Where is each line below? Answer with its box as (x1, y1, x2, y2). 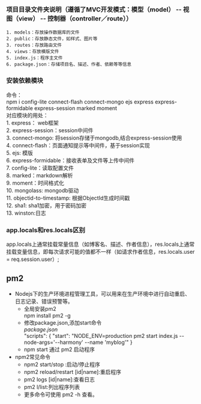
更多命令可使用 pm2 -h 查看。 (23, 391, 98, 398)
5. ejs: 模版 (6, 149, 33, 156)
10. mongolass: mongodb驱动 (6, 186, 79, 194)
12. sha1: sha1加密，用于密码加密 (6, 201, 87, 209)
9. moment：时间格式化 (6, 179, 65, 186)
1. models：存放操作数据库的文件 (6, 29, 80, 35)
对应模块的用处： (6, 111, 49, 118)
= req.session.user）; (6, 256, 59, 263)
